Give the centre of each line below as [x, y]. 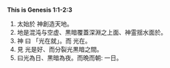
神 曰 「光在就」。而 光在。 [54, 41]
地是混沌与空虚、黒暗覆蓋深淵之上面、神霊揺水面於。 [92, 32]
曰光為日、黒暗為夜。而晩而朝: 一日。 [70, 58]
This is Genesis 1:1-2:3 [40, 10]
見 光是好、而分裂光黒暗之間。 [60, 49]
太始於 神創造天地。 [45, 24]
